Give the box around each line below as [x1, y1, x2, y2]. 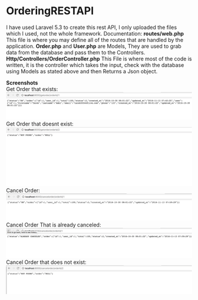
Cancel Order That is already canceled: [6, 221, 101, 228]
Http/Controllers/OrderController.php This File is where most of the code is [6, 55, 192, 62]
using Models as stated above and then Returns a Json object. [6, 67, 158, 75]
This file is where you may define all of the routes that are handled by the [6, 36, 184, 43]
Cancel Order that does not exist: [6, 259, 87, 266]
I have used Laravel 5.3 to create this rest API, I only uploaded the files [6, 24, 177, 31]
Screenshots [6, 79, 38, 86]
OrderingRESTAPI [6, 4, 94, 18]
